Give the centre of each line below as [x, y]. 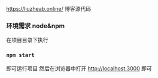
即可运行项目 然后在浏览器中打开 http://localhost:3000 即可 [79, 68]
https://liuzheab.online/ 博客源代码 [49, 9]
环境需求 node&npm [36, 26]
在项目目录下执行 [27, 40]
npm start [20, 55]
